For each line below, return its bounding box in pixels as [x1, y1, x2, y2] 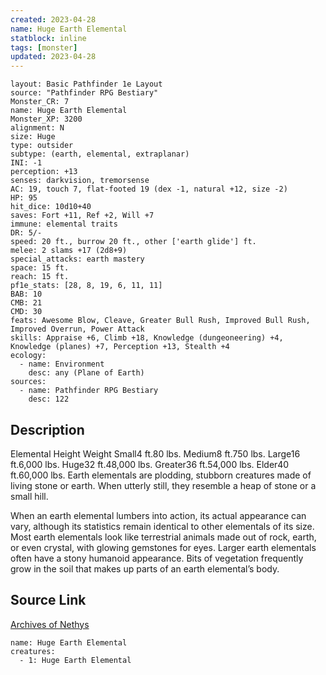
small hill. [10, 490, 49, 502]
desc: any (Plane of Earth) [28, 368, 145, 378]
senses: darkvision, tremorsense [10, 176, 150, 186]
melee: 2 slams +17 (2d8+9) [10, 246, 128, 256]
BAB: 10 [10, 289, 43, 300]
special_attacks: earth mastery [10, 254, 145, 265]
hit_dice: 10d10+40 [10, 202, 92, 212]
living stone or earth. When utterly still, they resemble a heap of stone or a [10, 479, 317, 491]
